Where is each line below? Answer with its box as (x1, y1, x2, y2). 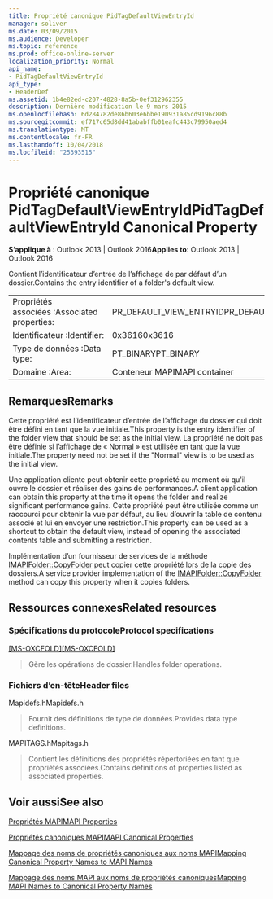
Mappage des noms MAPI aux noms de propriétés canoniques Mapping (8, 872, 247, 882)
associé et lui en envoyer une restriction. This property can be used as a (8, 518, 249, 528)
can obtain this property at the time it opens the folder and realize (8, 492, 228, 502)
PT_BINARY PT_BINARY (111, 348, 201, 359)
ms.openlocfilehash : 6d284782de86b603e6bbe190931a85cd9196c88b (8, 111, 227, 119)
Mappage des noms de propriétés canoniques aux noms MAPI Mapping (8, 848, 247, 857)
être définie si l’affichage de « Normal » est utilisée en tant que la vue (8, 441, 240, 452)
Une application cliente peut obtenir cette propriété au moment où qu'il (8, 475, 246, 485)
